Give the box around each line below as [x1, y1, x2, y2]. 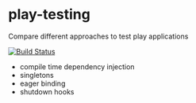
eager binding [19, 79, 66, 88]
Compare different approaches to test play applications [8, 31, 189, 41]
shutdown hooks [19, 86, 75, 96]
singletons [19, 70, 54, 79]
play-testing [8, 6, 91, 24]
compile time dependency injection [19, 61, 135, 72]
